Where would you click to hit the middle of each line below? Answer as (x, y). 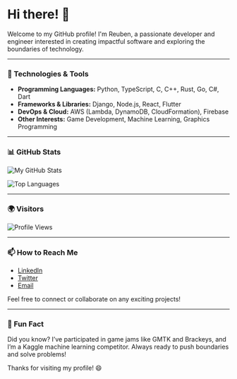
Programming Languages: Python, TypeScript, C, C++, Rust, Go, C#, (118, 89)
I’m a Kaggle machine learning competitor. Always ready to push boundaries (118, 347)
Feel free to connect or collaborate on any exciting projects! (94, 299)
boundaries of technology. (45, 49)
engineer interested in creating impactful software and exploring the (106, 41)
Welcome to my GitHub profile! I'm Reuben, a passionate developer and (111, 34)
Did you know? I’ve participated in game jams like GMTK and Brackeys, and (117, 339)
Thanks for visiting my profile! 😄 (55, 368)
